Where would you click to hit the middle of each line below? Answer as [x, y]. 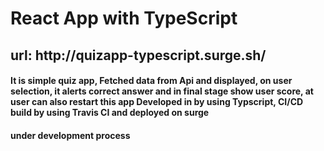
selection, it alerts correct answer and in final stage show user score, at [162, 91]
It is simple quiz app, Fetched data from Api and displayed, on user [151, 81]
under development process [70, 135]
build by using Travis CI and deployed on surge [110, 113]
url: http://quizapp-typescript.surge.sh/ [138, 55]
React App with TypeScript [124, 18]
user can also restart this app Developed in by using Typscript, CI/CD [157, 102]
